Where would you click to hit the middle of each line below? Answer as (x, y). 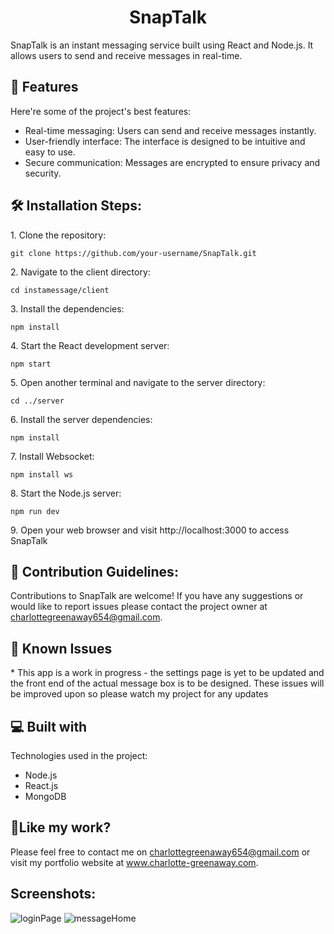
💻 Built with (49, 726)
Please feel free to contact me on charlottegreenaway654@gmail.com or (160, 852)
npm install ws (42, 474)
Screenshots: (53, 894)
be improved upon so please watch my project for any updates (139, 694)
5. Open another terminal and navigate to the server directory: (138, 382)
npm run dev (35, 511)
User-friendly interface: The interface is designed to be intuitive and (165, 141)
